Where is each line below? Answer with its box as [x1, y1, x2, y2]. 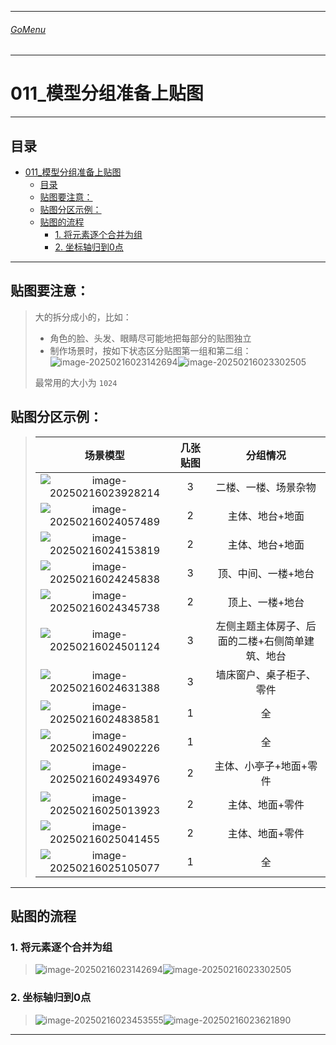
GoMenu [10, 23, 47, 35]
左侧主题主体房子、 [215, 619, 307, 633]
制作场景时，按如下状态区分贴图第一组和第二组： [49, 344, 252, 356]
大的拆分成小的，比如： [34, 311, 132, 323]
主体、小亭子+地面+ [214, 759, 308, 773]
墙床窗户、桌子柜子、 [215, 667, 317, 681]
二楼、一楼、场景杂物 [215, 480, 317, 494]
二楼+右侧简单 [237, 634, 305, 648]
